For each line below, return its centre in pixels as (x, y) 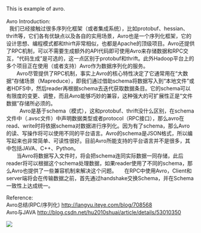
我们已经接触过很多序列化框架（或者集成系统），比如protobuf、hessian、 (98, 28)
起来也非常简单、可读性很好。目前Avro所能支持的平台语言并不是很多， (98, 141)
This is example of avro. (36, 9)
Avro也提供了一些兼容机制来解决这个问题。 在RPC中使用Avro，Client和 (101, 171)
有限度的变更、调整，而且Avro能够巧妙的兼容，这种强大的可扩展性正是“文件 (100, 96)
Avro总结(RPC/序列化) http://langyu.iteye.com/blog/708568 (79, 205)
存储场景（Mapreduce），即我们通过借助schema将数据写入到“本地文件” (102, 81)
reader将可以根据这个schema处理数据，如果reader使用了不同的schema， (97, 163)
